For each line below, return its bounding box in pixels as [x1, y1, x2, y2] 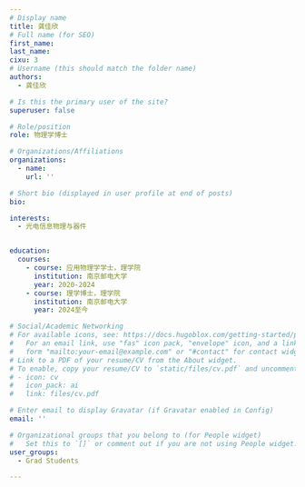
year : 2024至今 [33, 305, 89, 314]
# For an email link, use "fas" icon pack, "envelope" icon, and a [9, 339, 279, 348]
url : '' [25, 172, 54, 182]
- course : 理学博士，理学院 [25, 288, 121, 298]
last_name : [9, 47, 51, 56]
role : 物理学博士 [9, 131, 68, 140]
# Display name [9, 13, 67, 23]
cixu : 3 [9, 55, 39, 65]
